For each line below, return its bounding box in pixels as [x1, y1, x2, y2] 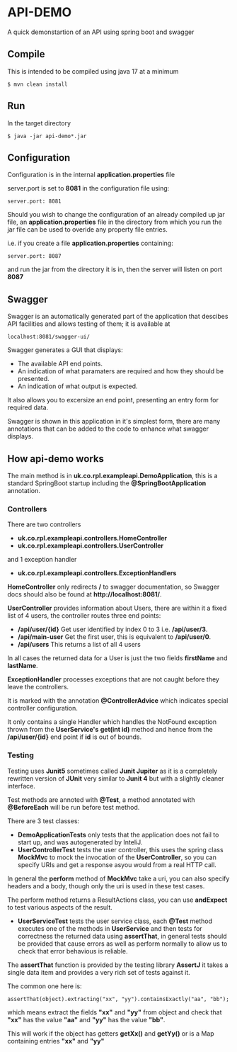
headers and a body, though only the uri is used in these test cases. [7, 881, 205, 890]
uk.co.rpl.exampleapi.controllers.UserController [17, 541, 164, 550]
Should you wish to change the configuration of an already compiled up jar [7, 210, 225, 219]
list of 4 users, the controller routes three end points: [7, 611, 161, 620]
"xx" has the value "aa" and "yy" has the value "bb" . [7, 1015, 166, 1024]
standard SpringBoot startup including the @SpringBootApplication [7, 479, 207, 487]
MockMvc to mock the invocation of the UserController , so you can [17, 853, 217, 861]
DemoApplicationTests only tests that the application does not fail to [17, 830, 219, 839]
